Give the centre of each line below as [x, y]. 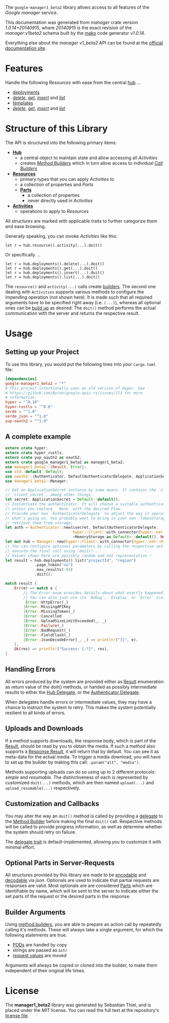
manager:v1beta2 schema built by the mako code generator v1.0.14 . [75, 33]
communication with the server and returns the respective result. [72, 313]
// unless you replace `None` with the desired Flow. [64, 509]
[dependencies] [21, 379]
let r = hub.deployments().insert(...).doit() [55, 272]
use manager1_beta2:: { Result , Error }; [46, 467]
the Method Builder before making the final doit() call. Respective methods [83, 821]
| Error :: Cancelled [43, 617]
